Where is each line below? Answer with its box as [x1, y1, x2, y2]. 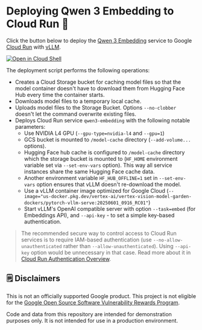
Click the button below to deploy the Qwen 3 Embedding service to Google [6, 37, 192, 44]
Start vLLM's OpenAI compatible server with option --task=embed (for [24, 205, 196, 212]
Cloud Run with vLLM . [6, 43, 62, 51]
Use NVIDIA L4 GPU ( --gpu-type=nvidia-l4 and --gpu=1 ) [24, 129, 165, 137]
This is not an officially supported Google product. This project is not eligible [6, 292, 197, 299]
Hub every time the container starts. [14, 91, 105, 98]
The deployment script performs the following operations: [6, 66, 150, 73]
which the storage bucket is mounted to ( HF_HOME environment [24, 155, 178, 162]
